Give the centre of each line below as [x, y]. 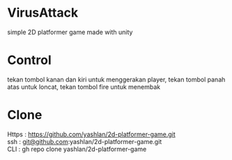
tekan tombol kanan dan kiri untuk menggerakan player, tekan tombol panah [116, 79]
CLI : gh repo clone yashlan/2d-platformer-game [77, 149]
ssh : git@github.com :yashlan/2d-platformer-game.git [85, 141]
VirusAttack [43, 13]
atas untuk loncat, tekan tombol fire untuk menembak [84, 87]
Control [30, 60]
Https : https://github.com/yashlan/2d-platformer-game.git [91, 134]
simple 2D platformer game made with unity [70, 32]
